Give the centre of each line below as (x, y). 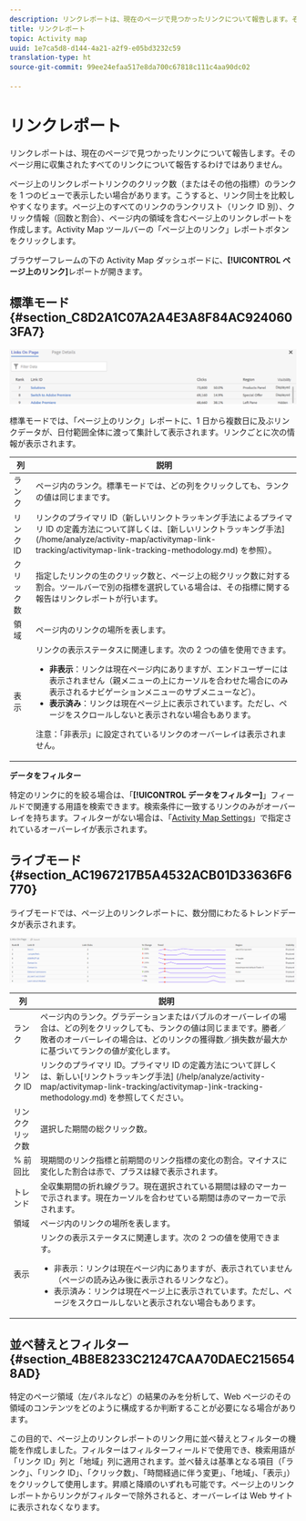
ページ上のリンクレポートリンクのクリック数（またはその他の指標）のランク (153, 183)
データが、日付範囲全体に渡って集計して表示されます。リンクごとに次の (152, 432)
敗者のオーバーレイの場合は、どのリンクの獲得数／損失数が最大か (164, 1039)
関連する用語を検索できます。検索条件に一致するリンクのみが (148, 806)
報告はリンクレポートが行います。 (99, 598)
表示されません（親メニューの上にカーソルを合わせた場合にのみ (168, 681)
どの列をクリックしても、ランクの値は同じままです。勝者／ (175, 1028)
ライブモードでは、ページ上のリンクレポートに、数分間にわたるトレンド (145, 912)
